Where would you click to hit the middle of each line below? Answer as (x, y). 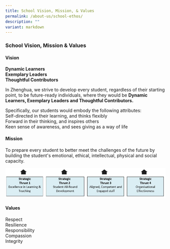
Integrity (14, 241)
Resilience (16, 224)
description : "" (22, 21)
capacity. (15, 161)
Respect (14, 219)
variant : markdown (25, 27)
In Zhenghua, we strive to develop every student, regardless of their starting (85, 90)
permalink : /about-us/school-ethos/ (44, 16)
